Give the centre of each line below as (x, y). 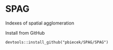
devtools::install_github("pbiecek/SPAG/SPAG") (57, 42)
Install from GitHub (25, 33)
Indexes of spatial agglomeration (40, 23)
